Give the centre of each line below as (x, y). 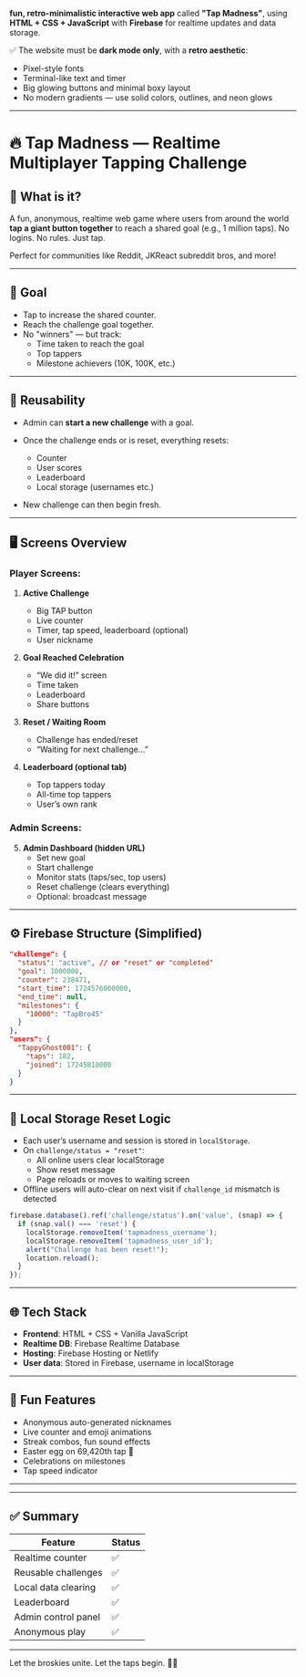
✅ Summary (44, 1517)
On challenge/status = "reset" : (83, 1151)
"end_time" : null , (53, 997)
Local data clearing (55, 1587)
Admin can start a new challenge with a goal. (108, 422)
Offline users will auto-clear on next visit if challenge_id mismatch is (151, 1189)
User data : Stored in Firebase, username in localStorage (128, 1363)
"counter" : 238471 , (55, 980)
